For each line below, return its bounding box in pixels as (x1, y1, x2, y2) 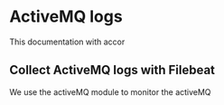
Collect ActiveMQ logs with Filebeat (9, 62, 215, 78)
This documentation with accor (9, 36, 126, 47)
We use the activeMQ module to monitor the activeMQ (9, 86, 211, 97)
